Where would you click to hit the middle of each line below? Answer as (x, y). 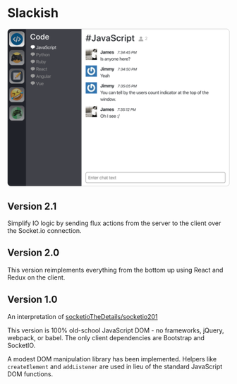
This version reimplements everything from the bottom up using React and (115, 270)
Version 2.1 (32, 206)
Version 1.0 (32, 300)
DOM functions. (30, 374)
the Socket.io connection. (44, 231)
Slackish (33, 13)
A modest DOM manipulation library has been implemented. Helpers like (112, 359)
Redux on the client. (36, 277)
